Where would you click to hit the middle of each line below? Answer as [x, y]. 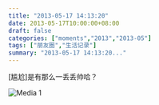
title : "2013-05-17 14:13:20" [59, 16]
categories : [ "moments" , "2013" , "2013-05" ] [80, 38]
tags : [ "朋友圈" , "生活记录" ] [53, 46]
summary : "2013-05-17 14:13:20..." [68, 53]
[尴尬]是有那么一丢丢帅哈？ [53, 77]
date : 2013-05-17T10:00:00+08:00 [64, 23]
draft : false [30, 30]
